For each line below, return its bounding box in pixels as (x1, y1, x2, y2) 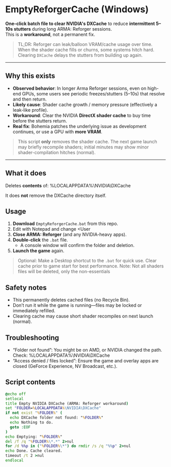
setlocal (5, 396, 24, 401)
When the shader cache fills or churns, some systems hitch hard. (17, 46, 155, 53)
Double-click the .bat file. (12, 237, 68, 243)
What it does (5, 169, 47, 178)
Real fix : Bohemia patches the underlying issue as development (12, 123, 147, 129)
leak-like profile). (12, 107, 48, 113)
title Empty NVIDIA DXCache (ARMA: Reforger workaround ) (5, 401, 129, 406)
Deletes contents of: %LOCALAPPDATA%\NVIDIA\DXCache (5, 182, 131, 188)
